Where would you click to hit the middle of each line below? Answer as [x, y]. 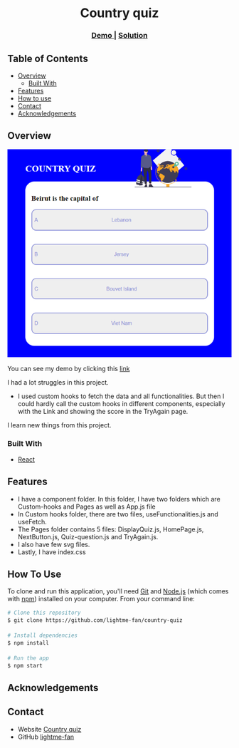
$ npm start [25, 665]
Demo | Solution [119, 36]
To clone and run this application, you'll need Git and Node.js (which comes [118, 591]
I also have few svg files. [54, 544]
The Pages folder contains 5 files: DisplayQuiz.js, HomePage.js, [111, 529]
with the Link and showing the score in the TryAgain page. [103, 412]
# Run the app [28, 658]
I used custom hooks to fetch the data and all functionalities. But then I [121, 396]
